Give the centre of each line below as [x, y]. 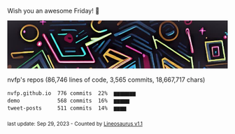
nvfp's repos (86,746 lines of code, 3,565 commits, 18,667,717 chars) [106, 80]
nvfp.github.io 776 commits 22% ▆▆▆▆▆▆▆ [72, 94]
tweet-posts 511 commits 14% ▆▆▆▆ [67, 108]
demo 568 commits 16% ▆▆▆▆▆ [69, 101]
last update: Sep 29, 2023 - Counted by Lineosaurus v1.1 [75, 124]
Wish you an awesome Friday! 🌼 [54, 11]
